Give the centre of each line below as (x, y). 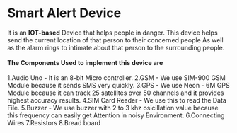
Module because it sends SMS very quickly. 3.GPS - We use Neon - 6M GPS (118, 85)
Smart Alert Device (64, 13)
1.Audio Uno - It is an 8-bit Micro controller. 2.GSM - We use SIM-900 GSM (117, 77)
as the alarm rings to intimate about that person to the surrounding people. (116, 47)
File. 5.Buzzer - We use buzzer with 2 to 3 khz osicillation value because (113, 108)
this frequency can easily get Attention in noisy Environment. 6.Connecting (116, 115)
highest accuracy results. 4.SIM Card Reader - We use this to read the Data (117, 100)
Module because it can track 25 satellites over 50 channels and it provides (116, 93)
